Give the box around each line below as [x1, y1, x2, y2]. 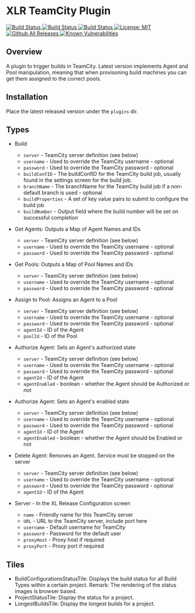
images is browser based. [14, 588, 77, 595]
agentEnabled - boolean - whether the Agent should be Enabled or [23, 434, 183, 442]
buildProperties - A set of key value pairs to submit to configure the [23, 195, 189, 202]
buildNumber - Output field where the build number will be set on [23, 208, 179, 215]
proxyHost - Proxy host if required [23, 537, 105, 544]
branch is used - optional [42, 189, 102, 196]
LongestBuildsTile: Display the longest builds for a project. [14, 600, 155, 607]
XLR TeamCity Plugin [6, 4, 111, 18]
